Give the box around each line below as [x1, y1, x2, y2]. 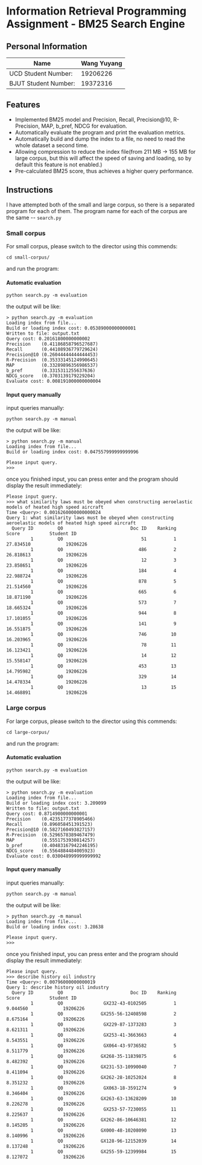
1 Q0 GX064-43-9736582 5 [30, 1043, 177, 1049]
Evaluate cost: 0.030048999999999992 [6, 853, 101, 859]
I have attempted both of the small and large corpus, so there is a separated [6, 201, 195, 208]
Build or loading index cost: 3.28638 [6, 924, 104, 930]
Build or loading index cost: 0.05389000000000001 [6, 325, 136, 331]
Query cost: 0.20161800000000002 [6, 336, 90, 342]
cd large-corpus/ [6, 729, 50, 735]
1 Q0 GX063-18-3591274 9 [30, 1085, 177, 1091]
